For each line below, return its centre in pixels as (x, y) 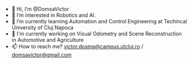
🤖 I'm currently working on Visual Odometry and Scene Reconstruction (97, 34)
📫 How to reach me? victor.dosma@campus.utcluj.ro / (77, 46)
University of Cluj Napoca (43, 27)
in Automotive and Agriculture (48, 40)
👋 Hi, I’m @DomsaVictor (40, 9)
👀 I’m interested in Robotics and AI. (54, 15)
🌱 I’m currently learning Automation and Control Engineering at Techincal (99, 21)
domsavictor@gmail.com (41, 55)
